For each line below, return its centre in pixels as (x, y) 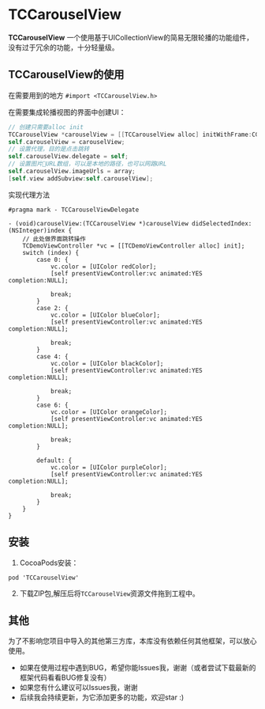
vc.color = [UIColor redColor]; (103, 267)
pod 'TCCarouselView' (44, 578)
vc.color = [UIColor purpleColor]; (109, 467)
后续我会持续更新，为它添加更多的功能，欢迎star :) (102, 697)
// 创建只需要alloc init (46, 127)
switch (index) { (51, 252)
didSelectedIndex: (222, 223)
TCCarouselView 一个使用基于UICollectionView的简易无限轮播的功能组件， (131, 37)
